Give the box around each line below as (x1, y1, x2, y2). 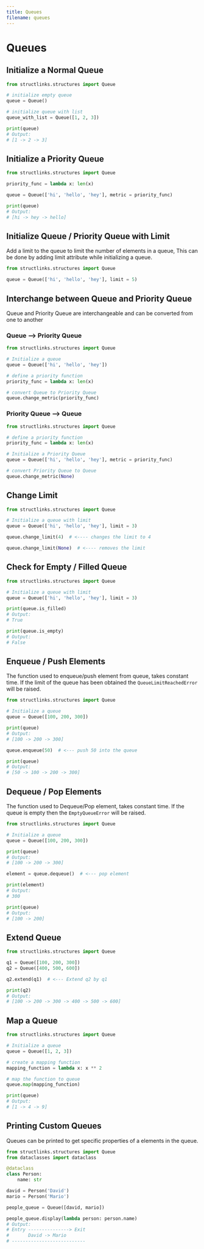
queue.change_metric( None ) (6, 473, 75, 479)
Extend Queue (6, 932, 62, 942)
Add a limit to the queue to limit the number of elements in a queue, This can (6, 247, 198, 255)
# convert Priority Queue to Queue (6, 468, 97, 474)
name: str (17, 1177, 43, 1183)
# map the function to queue (6, 1076, 80, 1082)
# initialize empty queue (6, 92, 72, 98)
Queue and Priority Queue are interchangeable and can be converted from (6, 309, 194, 317)
